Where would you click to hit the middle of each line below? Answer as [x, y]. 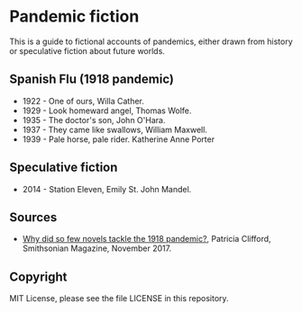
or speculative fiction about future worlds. [87, 50]
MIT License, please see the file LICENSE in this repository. [119, 299]
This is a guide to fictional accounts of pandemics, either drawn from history [151, 41]
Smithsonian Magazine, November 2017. [97, 248]
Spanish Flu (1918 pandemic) [92, 80]
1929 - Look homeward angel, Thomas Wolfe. [107, 111]
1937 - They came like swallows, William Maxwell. [114, 129]
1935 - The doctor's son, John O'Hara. [94, 120]
